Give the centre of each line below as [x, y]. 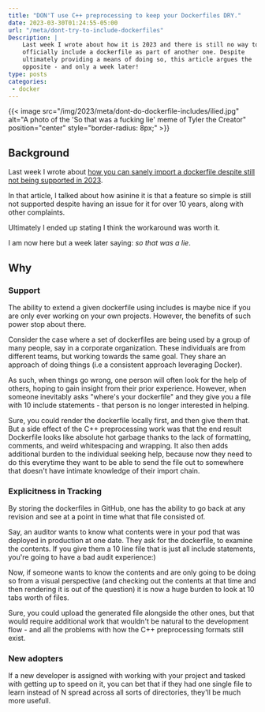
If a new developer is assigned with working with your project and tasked [127, 676]
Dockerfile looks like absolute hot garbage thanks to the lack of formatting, [130, 437]
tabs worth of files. [39, 598]
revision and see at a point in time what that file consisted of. [107, 517]
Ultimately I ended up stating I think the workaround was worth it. [114, 228]
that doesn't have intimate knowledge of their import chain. [104, 470]
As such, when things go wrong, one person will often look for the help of [127, 380]
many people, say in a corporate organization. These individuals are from [127, 347]
